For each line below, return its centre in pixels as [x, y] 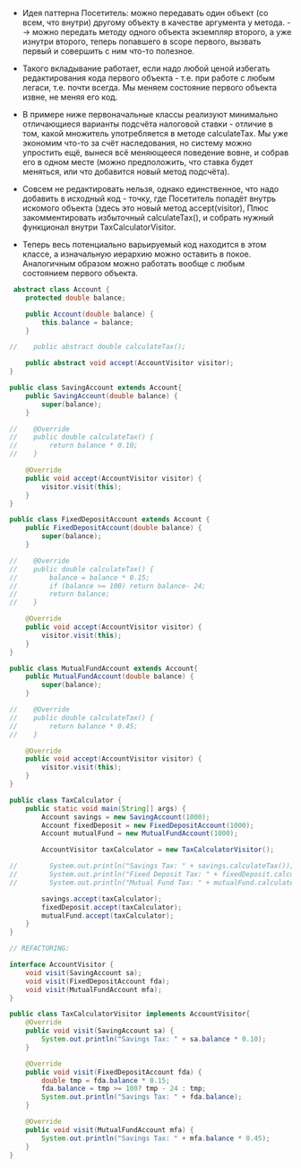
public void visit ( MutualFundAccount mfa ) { [110, 1129]
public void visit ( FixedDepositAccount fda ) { [114, 1072]
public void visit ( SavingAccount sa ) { [100, 1031]
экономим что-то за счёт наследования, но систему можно [137, 143]
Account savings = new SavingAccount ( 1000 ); [126, 817]
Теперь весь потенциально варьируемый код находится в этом [144, 244]
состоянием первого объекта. [80, 273]
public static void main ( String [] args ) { [106, 808]
